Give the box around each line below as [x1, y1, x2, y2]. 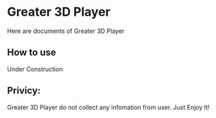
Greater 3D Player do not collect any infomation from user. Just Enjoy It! [7, 103, 211, 111]
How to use [7, 47, 56, 58]
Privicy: [7, 85, 41, 97]
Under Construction [7, 64, 63, 73]
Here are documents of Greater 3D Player [7, 27, 125, 35]
